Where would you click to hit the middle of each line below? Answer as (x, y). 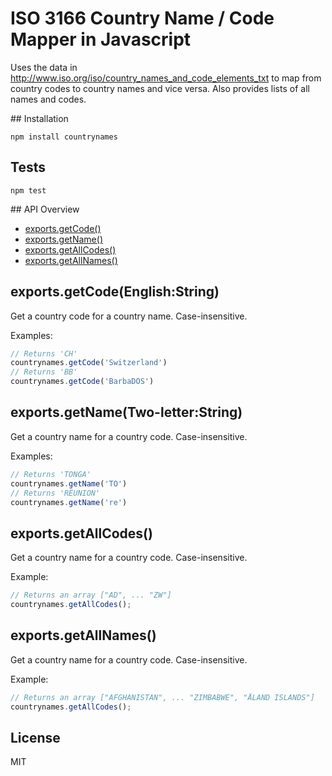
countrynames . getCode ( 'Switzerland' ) (89, 363)
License (35, 737)
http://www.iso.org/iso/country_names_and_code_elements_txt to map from (166, 78)
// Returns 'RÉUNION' (55, 493)
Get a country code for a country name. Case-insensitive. (129, 316)
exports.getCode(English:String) (115, 292)
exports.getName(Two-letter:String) (126, 412)
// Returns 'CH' (44, 353)
